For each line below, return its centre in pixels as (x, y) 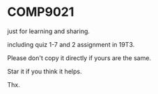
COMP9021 (41, 12)
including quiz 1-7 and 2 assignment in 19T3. (71, 44)
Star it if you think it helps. (45, 71)
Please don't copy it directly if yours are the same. (79, 58)
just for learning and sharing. (49, 31)
